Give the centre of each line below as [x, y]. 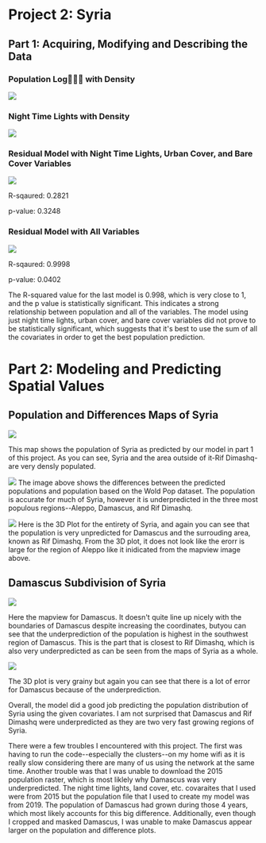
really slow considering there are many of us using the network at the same [131, 762]
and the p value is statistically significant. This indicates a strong [114, 303]
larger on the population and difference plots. [82, 830]
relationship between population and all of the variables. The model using [128, 311]
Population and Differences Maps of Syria [114, 415]
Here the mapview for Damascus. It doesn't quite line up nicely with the [125, 617]
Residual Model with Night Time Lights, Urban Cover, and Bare [131, 154]
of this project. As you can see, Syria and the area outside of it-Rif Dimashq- [133, 458]
